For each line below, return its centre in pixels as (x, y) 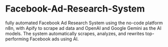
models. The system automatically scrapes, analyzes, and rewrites (75, 33)
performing (17, 39)
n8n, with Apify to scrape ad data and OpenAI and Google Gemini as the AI (83, 28)
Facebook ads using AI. (54, 39)
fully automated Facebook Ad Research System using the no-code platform (84, 23)
